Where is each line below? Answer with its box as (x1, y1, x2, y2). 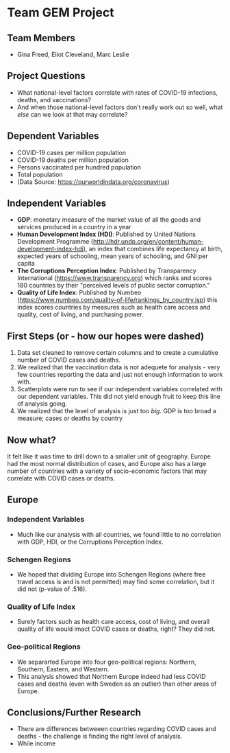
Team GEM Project (7, 5, 114, 21)
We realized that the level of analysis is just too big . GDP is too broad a (16, 407, 217, 415)
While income (16, 739, 56, 748)
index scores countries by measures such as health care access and (16, 303, 211, 312)
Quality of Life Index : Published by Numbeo (16, 288, 142, 297)
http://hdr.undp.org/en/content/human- (92, 238, 204, 246)
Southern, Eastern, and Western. (16, 664, 110, 673)
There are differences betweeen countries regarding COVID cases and (16, 725, 217, 733)
